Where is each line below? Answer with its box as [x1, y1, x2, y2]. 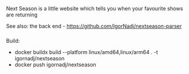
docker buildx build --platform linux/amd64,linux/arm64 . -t [14, 48, 158, 55]
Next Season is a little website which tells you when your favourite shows [6, 5, 183, 12]
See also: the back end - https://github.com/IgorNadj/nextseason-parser [6, 23, 182, 29]
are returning [6, 11, 38, 18]
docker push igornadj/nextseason [14, 61, 97, 68]
